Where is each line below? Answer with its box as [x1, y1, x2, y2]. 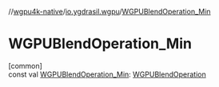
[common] [8, 61, 42, 70]
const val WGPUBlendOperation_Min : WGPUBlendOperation [8, 69, 206, 79]
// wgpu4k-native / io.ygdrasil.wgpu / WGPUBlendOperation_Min [8, 7, 211, 16]
